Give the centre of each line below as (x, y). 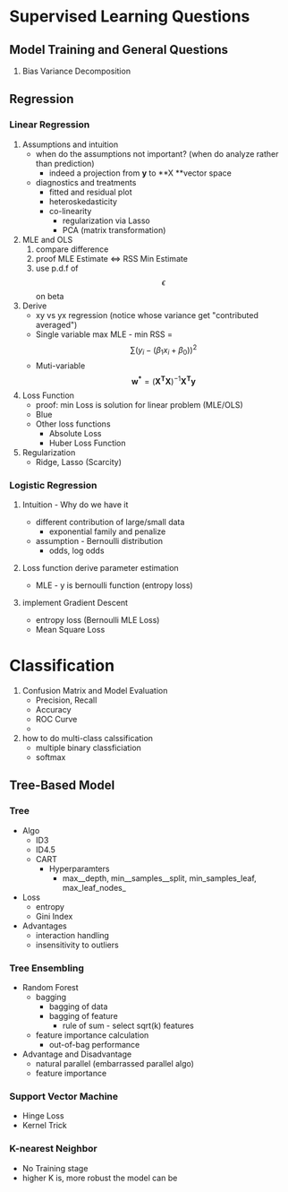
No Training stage (55, 1168)
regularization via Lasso (106, 220)
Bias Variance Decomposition (76, 71)
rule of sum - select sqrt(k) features (128, 1026)
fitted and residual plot (90, 192)
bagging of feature (83, 1016)
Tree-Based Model (62, 786)
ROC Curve (56, 720)
